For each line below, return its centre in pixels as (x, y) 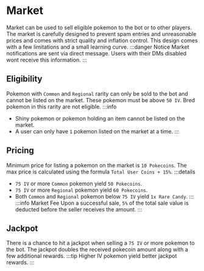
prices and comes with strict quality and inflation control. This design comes (102, 40)
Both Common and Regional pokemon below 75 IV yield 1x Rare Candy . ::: (104, 196)
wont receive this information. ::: (47, 60)
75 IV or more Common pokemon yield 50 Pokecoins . (79, 183)
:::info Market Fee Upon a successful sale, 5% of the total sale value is (102, 203)
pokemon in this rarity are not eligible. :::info (62, 107)
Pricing (20, 151)
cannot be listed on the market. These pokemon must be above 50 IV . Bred (101, 100)
